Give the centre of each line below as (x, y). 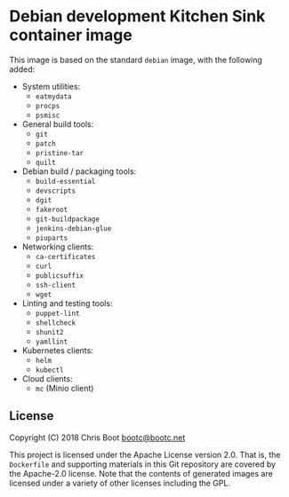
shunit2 (49, 332)
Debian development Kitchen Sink (137, 16)
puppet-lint (57, 313)
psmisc (48, 115)
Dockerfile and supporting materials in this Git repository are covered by (143, 464)
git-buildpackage (68, 219)
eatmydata (54, 96)
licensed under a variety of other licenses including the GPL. (120, 483)
